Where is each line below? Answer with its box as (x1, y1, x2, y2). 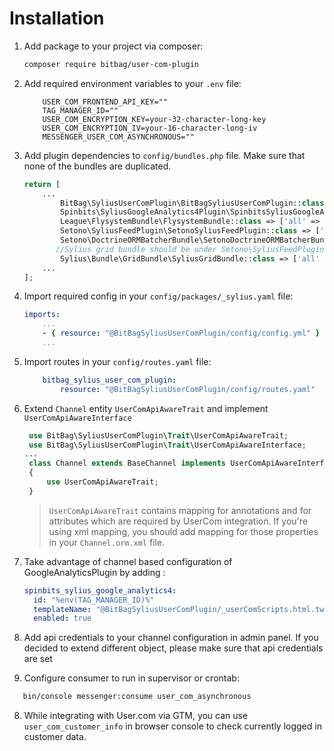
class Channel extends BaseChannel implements (28, 458, 226, 469)
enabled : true (33, 613, 92, 624)
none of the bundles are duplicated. (23, 160, 172, 172)
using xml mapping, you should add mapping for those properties (48, 525, 319, 537)
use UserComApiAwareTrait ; (46, 477, 159, 487)
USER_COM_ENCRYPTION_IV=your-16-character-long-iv (42, 123, 258, 133)
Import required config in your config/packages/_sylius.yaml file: (23, 290, 294, 302)
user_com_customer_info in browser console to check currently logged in (23, 720, 322, 732)
